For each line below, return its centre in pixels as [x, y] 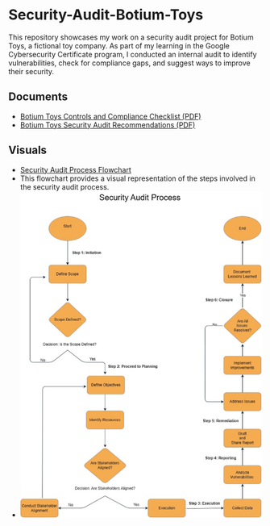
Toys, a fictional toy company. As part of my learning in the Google [119, 45]
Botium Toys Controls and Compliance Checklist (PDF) [110, 116]
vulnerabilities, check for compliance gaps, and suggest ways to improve [130, 63]
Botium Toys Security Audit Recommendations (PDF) [108, 125]
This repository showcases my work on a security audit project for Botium [131, 37]
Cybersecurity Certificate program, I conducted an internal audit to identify [133, 54]
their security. [31, 71]
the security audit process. [64, 186]
